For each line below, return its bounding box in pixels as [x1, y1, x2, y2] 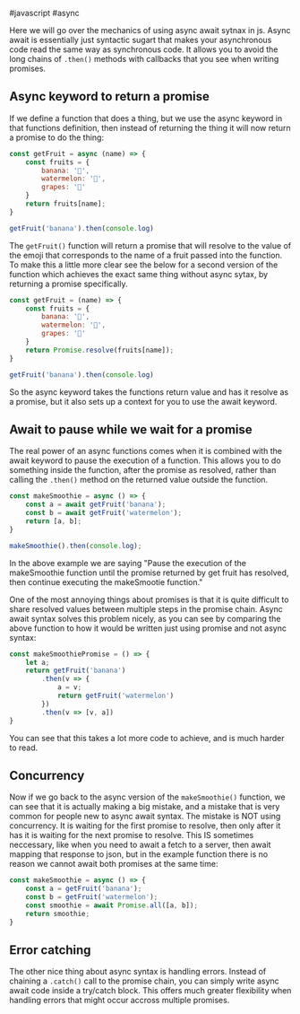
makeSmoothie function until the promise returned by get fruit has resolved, [9, 567, 289, 578]
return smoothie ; [25, 909, 90, 918]
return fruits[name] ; [25, 199, 106, 209]
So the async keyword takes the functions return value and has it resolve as [9, 386, 289, 398]
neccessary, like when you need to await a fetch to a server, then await [9, 839, 271, 851]
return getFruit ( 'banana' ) [25, 666, 126, 676]
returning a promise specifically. [9, 278, 128, 289]
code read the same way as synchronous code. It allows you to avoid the [9, 44, 279, 55]
